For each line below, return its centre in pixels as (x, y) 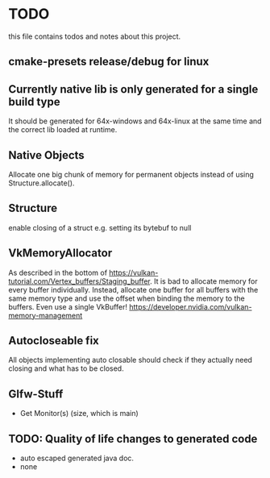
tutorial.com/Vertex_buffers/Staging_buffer (79, 281)
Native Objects (46, 155)
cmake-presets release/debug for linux (109, 62)
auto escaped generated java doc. (77, 458)
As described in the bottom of (58, 272)
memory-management (46, 315)
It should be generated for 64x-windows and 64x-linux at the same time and (135, 121)
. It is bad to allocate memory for (204, 281)
